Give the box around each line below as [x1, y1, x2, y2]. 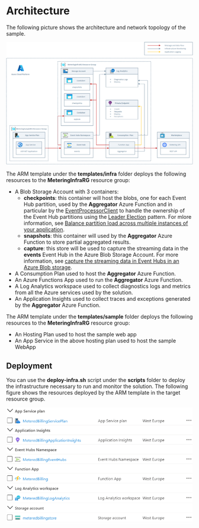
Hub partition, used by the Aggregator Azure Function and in [23, 201, 173, 208]
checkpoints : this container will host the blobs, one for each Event [23, 195, 187, 202]
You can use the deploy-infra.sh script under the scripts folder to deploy [6, 377, 185, 383]
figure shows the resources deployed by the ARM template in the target [6, 389, 181, 396]
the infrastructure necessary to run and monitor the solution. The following [6, 383, 188, 390]
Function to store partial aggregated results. [23, 238, 131, 246]
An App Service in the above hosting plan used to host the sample [14, 337, 176, 345]
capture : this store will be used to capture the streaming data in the [23, 245, 188, 252]
